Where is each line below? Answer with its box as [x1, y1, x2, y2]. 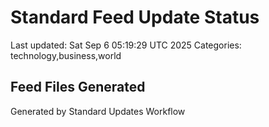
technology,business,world [10, 49, 122, 61]
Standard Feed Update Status [10, 6, 260, 29]
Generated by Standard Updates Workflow [10, 105, 186, 117]
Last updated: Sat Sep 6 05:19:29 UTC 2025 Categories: [10, 39, 242, 51]
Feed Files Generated [10, 79, 146, 96]
